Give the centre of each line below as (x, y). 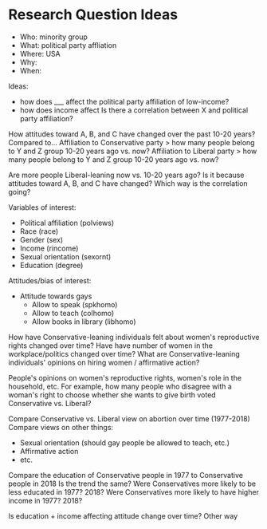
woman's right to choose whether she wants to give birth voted (112, 395)
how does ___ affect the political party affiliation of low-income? (124, 101)
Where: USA (40, 53)
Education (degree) (51, 265)
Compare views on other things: (61, 427)
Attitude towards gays (56, 296)
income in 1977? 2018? (45, 500)
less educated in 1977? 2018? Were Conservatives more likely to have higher (133, 491)
